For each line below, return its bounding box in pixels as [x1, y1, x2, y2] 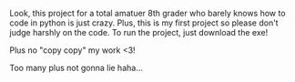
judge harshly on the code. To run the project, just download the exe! [9, 27, 269, 37]
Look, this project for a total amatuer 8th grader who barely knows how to [9, 8, 286, 18]
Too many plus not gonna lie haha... [9, 63, 144, 73]
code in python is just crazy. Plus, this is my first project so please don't [9, 17, 280, 28]
